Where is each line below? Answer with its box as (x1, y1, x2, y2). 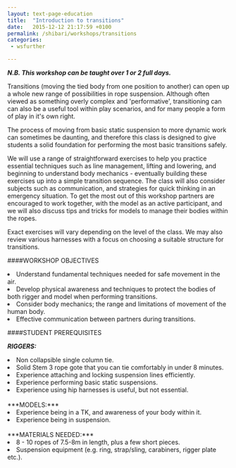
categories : (7, 37, 42, 44)
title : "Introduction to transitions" (7, 17, 125, 24)
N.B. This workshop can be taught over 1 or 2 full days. (7, 68, 171, 77)
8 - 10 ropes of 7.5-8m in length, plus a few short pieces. (16, 438, 181, 446)
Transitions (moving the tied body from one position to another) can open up (7, 82, 230, 90)
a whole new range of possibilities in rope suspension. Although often (7, 89, 210, 98)
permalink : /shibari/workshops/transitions (7, 30, 137, 37)
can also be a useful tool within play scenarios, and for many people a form (7, 105, 225, 113)
